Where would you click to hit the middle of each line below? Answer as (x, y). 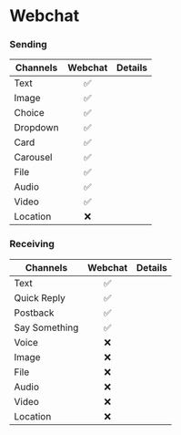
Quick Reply (40, 297)
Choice (30, 113)
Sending (28, 45)
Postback (34, 313)
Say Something (46, 327)
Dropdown (36, 128)
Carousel (33, 158)
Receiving (32, 244)
